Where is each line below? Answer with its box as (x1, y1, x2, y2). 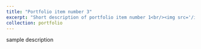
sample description (6, 36, 54, 44)
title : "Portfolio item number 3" (6, 8, 93, 15)
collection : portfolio (6, 20, 63, 26)
